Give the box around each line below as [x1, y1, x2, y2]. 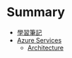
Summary [6, 4, 65, 20]
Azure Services [16, 36, 62, 44]
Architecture [27, 43, 64, 52]
